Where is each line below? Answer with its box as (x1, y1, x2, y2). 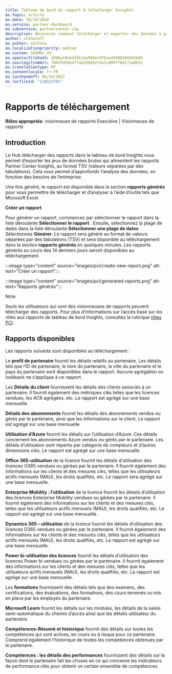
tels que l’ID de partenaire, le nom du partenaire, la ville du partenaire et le (5, 363, 162, 370)
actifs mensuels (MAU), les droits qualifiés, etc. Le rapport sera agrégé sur (5, 474, 163, 480)
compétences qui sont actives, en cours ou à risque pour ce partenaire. (5, 631, 156, 638)
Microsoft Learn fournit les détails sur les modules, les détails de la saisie (5, 605, 161, 611)
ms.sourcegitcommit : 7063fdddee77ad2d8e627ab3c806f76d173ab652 (5, 60, 143, 65)
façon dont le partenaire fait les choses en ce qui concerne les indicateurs (5, 658, 162, 664)
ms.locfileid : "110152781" (5, 79, 63, 84)
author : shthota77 (5, 36, 45, 42)
